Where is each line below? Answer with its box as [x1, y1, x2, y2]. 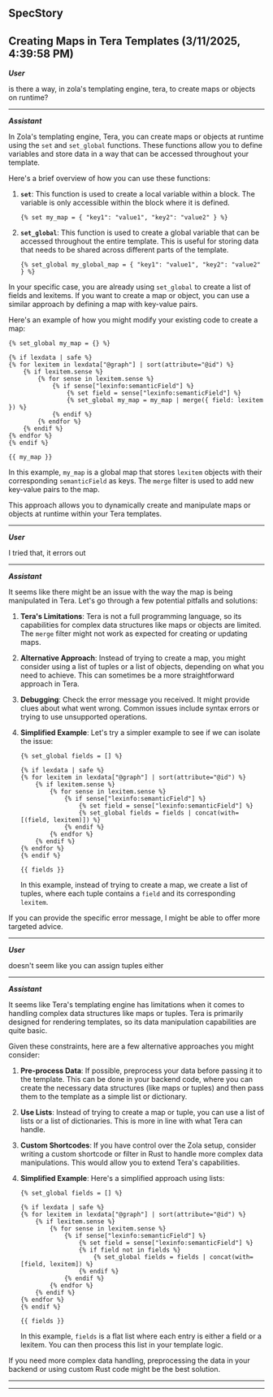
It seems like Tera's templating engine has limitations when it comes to [8, 1000, 245, 1010]
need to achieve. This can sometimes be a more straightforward [19, 670, 235, 681]
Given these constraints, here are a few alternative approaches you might [8, 1041, 254, 1051]
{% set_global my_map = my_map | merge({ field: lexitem [66, 396, 264, 404]
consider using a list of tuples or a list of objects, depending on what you [19, 662, 264, 672]
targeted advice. [8, 922, 63, 932]
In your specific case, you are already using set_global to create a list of [8, 282, 252, 292]
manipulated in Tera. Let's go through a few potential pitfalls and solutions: [8, 596, 258, 606]
